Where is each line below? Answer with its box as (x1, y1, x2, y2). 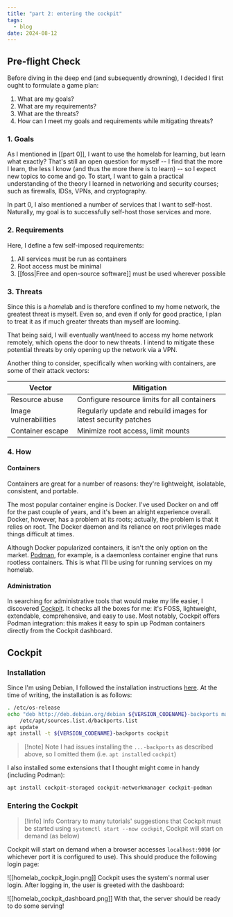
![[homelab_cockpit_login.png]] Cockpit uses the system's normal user (7, 873, 209, 882)
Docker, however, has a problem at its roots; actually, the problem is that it (7, 516, 218, 524)
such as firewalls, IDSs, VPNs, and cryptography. (7, 187, 147, 196)
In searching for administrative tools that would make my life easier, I (7, 597, 203, 605)
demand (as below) (24, 831, 80, 840)
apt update (7, 724, 39, 731)
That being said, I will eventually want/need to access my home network (7, 330, 214, 339)
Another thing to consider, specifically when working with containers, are (7, 359, 216, 367)
